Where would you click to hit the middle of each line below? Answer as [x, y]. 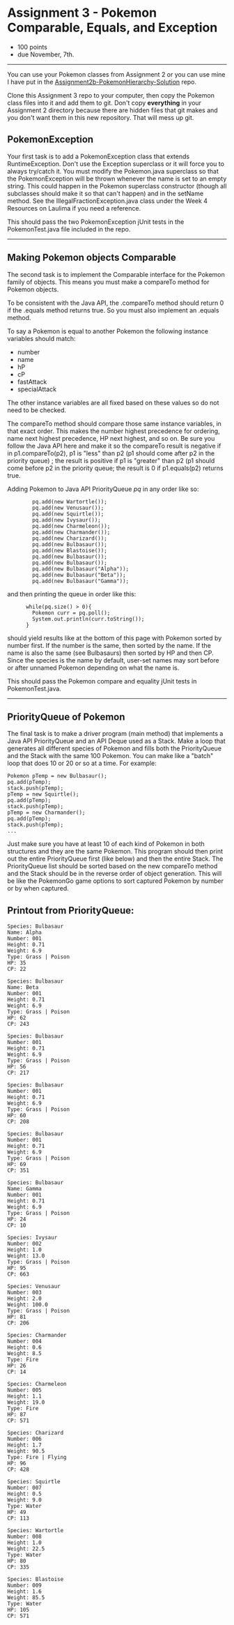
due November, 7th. [46, 54]
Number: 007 [24, 1488]
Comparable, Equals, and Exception [112, 28]
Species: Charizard [36, 1433]
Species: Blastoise [36, 1580]
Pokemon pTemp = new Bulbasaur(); [57, 776]
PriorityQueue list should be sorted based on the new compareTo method [112, 866]
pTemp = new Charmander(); [46, 813]
